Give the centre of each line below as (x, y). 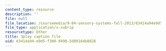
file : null (16, 18)
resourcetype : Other (26, 32)
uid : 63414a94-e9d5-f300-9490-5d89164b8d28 (51, 41)
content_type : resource (30, 9)
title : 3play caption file (33, 37)
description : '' (22, 14)
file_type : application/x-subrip (40, 28)
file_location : (21, 23)
